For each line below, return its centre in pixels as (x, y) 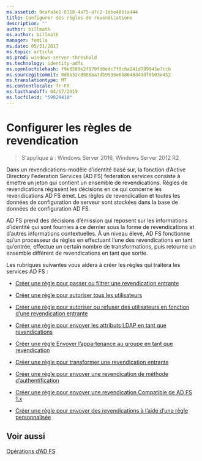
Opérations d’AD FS (31, 451)
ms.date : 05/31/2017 (33, 47)
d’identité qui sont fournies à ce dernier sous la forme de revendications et (100, 227)
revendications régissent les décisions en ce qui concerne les (84, 189)
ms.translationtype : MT (37, 80)
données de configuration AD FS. (48, 208)
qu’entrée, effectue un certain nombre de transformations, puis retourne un (101, 246)
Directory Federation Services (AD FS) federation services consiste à (93, 176)
